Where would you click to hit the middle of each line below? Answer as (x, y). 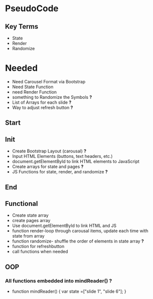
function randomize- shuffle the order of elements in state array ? (78, 241)
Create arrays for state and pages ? (48, 167)
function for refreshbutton (38, 246)
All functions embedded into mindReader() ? (58, 280)
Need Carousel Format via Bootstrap (49, 81)
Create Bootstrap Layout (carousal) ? (49, 151)
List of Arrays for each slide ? (42, 102)
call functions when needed (40, 252)
